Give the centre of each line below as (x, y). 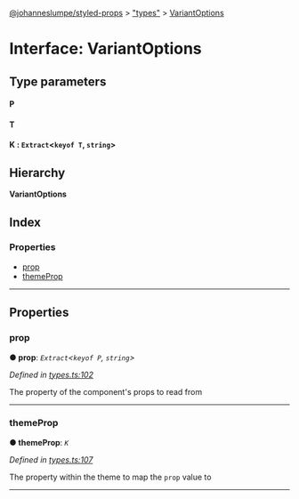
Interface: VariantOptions (105, 49)
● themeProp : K (39, 442)
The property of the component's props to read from (106, 391)
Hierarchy (37, 173)
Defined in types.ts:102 (51, 374)
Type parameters (58, 81)
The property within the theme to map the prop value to (110, 477)
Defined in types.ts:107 (51, 459)
